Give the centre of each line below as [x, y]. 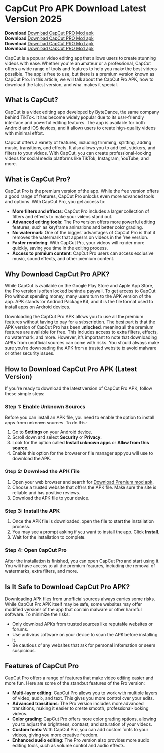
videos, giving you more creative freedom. [55, 735]
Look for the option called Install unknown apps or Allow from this [81, 443]
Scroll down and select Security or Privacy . [57, 437]
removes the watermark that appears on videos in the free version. [80, 237]
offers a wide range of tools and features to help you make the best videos [81, 69]
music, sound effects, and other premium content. [63, 258]
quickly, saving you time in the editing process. [60, 248]
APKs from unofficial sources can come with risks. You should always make [82, 343]
